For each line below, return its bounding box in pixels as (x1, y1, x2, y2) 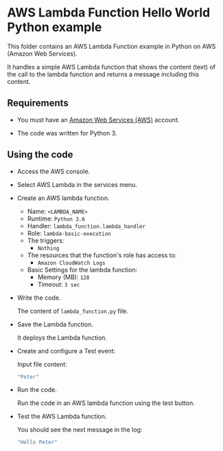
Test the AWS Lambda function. (16, 412, 107, 421)
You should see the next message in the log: (16, 426, 143, 434)
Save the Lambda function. (16, 320, 94, 328)
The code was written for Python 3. (16, 129, 117, 137)
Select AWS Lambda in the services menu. (16, 180, 137, 188)
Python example (7, 19, 102, 35)
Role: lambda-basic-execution (27, 229, 111, 237)
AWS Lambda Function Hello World (7, 5, 211, 21)
